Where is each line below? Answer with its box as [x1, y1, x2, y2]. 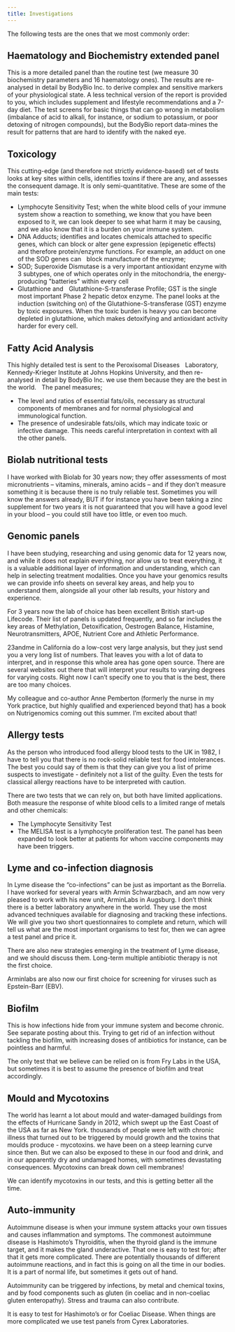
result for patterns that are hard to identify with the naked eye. [7, 128, 187, 137]
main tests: [7, 189, 39, 198]
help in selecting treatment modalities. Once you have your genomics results [7, 571, 228, 579]
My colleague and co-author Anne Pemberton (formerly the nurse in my [7, 694, 215, 702]
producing [17, 277, 48, 286]
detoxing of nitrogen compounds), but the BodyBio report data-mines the [7, 121, 218, 129]
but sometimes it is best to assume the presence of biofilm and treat [7, 1064, 204, 1073]
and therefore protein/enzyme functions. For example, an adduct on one [17, 247, 226, 256]
